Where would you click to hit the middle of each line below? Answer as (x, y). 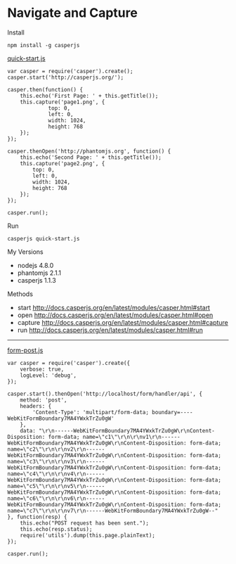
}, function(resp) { (38, 517)
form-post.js (25, 350)
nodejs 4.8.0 (35, 265)
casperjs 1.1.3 (37, 280)
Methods (20, 294)
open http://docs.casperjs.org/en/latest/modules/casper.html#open (115, 315)
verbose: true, (42, 369)
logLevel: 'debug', (48, 375)
